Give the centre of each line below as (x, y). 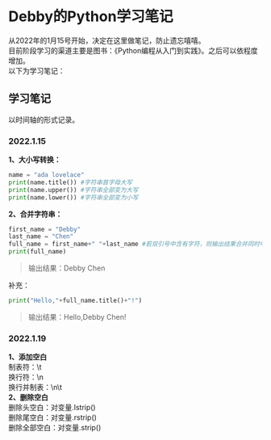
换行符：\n (26, 377)
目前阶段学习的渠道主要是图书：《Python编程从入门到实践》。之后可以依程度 (133, 50)
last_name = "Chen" (41, 237)
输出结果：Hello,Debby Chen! (77, 316)
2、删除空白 (28, 397)
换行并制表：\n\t (35, 388)
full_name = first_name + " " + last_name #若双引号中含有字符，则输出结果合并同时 (134, 244)
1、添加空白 (28, 357)
